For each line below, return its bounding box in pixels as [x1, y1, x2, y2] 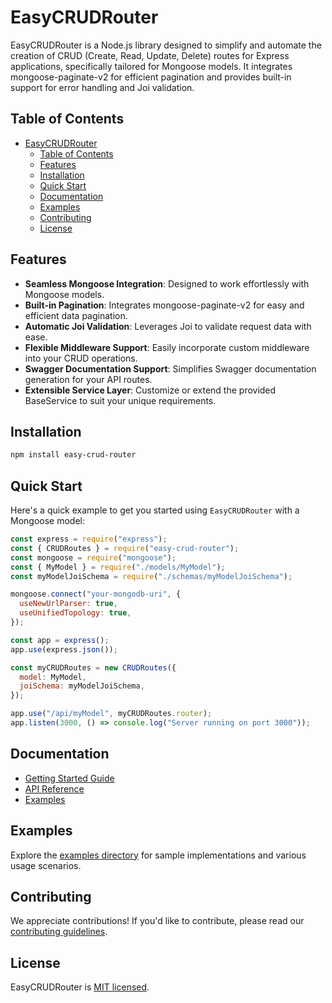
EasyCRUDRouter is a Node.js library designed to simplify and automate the [10, 39, 322, 51]
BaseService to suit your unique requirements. [24, 394, 217, 406]
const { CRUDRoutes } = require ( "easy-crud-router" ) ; [10, 543, 240, 553]
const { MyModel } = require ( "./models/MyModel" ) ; [10, 562, 226, 572]
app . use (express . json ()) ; [10, 644, 118, 655]
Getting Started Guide [24, 772, 115, 784]
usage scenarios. [10, 859, 82, 871]
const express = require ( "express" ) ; [10, 534, 168, 545]
